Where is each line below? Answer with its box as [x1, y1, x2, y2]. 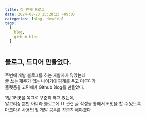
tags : [5, 20, 16, 26]
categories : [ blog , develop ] [5, 16, 64, 21]
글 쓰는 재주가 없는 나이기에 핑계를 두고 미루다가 [5, 78, 96, 84]
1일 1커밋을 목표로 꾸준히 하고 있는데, [5, 95, 75, 100]
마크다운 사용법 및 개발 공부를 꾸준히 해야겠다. [5, 107, 92, 113]
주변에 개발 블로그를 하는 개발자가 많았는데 [5, 72, 86, 78]
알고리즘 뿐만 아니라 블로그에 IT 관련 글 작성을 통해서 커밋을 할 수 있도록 [5, 100, 141, 106]
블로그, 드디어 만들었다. [5, 58, 72, 66]
